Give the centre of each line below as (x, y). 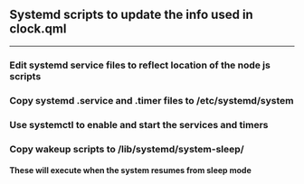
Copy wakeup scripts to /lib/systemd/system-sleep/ (127, 149)
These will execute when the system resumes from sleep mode (130, 170)
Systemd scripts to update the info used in (131, 15)
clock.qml (38, 29)
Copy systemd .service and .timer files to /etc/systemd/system (152, 100)
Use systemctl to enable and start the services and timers (139, 124)
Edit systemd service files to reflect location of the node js (140, 65)
